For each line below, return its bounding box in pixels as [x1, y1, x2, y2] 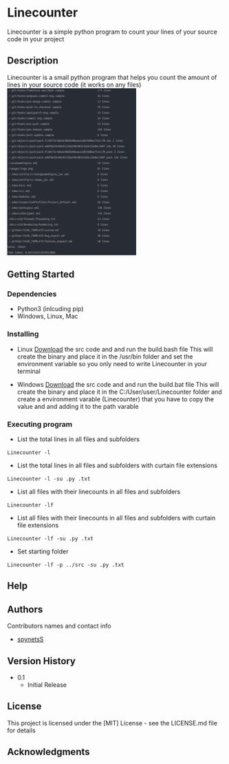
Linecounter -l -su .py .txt [7, 476, 91, 482]
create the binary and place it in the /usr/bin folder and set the [17, 352, 193, 361]
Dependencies [7, 289, 57, 299]
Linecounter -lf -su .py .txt [7, 535, 94, 542]
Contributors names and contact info [7, 622, 111, 630]
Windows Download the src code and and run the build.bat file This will [17, 380, 219, 388]
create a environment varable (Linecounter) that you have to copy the [17, 394, 215, 403]
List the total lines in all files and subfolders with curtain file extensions [17, 461, 218, 469]
